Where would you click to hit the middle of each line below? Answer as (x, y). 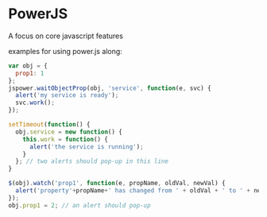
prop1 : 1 (30, 73)
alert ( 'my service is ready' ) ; (67, 95)
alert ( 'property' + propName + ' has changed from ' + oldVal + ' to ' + (133, 191)
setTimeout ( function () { (49, 125)
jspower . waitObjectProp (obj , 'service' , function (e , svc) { (110, 88)
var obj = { (28, 66)
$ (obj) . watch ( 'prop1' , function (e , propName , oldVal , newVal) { (117, 184)
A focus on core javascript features (66, 36)
